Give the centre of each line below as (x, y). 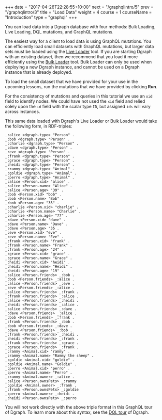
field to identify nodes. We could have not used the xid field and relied (75, 101)
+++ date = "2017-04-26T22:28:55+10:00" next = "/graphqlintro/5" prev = (79, 7)
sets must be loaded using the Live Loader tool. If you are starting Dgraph (79, 51)
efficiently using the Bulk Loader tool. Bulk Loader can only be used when (79, 62)
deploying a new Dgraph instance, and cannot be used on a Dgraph (72, 67)
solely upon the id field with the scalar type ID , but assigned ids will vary (78, 106)
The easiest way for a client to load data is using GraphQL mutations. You (78, 41)
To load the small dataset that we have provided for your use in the (72, 81)
